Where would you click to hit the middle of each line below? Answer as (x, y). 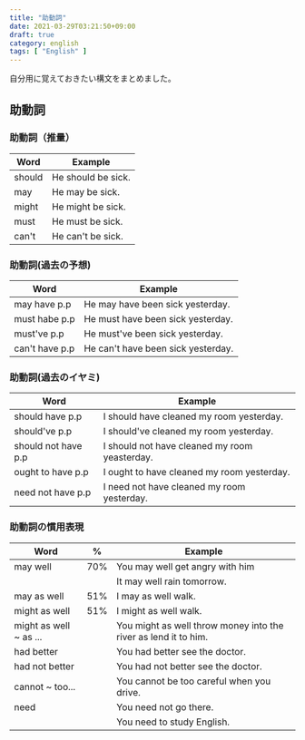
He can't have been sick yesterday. (159, 348)
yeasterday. (128, 457)
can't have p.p (44, 348)
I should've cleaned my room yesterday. (188, 432)
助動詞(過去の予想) (50, 265)
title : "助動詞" (38, 18)
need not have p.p (53, 492)
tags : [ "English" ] (49, 52)
